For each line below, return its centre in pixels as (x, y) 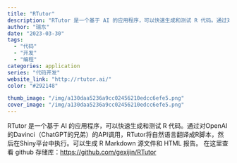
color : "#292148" (33, 86)
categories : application (44, 66)
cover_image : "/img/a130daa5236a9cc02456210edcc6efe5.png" (96, 105)
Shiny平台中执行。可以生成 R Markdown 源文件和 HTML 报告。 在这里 (121, 143)
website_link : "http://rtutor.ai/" (60, 79)
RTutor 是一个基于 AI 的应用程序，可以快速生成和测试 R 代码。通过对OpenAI (117, 126)
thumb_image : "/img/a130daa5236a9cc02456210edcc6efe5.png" (96, 98)
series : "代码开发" (34, 72)
